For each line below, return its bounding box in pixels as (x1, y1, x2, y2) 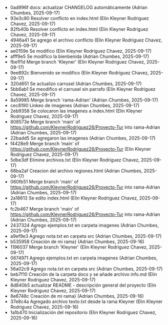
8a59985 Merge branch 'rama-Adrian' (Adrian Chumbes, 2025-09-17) (10, 97, 159, 103)
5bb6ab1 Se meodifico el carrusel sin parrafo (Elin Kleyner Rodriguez (10, 86, 156, 92)
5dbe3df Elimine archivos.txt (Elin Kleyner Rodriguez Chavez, (10, 157, 140, 163)
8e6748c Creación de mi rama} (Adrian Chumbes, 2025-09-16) (10, 293, 144, 299)
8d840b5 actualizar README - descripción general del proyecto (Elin (10, 282, 157, 288)
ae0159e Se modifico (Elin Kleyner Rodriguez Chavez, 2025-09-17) (10, 48, 152, 54)
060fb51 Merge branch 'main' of (10, 179, 79, 185)
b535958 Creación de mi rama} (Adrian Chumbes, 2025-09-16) (10, 238, 144, 245)
